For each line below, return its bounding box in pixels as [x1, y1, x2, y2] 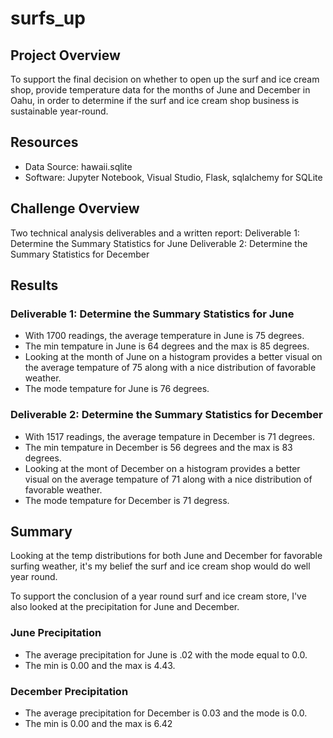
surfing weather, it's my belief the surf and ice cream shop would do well [10, 560, 311, 572]
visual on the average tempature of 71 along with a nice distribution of [24, 473, 313, 485]
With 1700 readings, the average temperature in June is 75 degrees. [24, 330, 305, 342]
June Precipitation [10, 626, 102, 640]
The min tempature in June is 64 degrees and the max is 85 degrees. [24, 340, 310, 352]
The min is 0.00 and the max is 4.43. [24, 659, 176, 671]
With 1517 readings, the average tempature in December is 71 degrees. [24, 430, 315, 442]
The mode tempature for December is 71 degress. [24, 494, 230, 506]
